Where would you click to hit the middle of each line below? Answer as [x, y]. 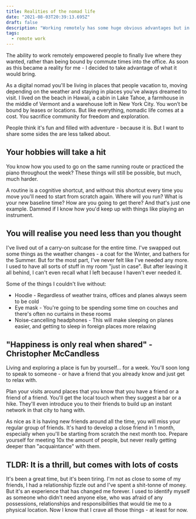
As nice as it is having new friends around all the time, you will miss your [93, 421]
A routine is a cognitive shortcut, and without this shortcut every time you [94, 190]
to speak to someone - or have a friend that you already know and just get [95, 374]
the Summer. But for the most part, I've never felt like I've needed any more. [97, 260]
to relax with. [22, 380]
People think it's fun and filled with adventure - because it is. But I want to [95, 128]
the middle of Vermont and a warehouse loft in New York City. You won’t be [97, 104]
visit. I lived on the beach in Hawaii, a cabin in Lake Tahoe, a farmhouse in [95, 98]
